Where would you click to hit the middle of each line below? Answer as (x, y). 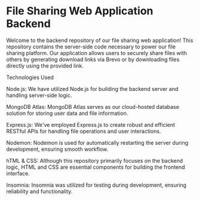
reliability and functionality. (39, 191)
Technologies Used (30, 77)
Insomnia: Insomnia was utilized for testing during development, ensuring (97, 185)
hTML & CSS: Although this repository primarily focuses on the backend (95, 160)
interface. (18, 173)
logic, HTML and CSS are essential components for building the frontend (96, 167)
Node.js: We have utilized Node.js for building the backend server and (92, 89)
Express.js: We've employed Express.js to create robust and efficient (91, 124)
